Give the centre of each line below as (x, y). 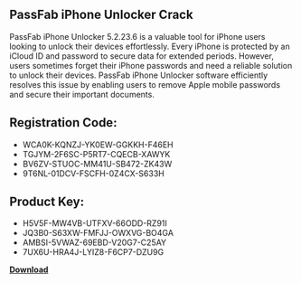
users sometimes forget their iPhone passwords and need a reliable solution (151, 65)
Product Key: (47, 202)
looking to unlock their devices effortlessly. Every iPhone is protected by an (150, 46)
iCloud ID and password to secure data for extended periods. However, (141, 56)
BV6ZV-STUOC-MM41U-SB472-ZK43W (97, 164)
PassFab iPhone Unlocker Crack (101, 15)
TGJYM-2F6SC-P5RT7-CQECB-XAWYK (96, 154)
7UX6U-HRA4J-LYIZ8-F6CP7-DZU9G (93, 252)
